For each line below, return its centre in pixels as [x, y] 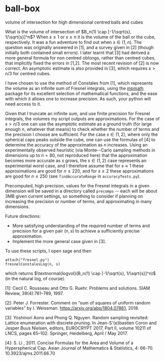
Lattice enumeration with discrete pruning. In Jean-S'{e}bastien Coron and [81, 323]
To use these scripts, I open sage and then [49, 251]
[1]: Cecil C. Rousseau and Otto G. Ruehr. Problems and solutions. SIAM [78, 288]
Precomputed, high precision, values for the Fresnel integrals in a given [77, 185]
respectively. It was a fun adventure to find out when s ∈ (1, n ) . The [73, 42]
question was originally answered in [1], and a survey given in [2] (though [80, 47]
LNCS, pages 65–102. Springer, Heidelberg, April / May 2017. [66, 333]
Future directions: [23, 216]
